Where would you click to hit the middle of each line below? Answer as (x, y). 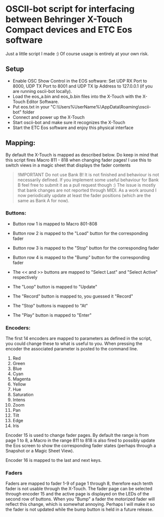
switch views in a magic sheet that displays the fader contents (68, 165)
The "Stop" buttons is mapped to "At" (50, 305)
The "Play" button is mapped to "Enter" (52, 315)
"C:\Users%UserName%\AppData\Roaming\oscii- (101, 107)
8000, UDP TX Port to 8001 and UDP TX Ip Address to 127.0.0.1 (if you (82, 86)
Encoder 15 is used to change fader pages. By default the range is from (77, 435)
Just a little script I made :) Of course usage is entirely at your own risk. (77, 54)
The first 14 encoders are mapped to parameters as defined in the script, (79, 339)
